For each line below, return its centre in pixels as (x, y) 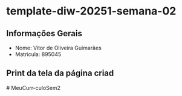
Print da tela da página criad (60, 73)
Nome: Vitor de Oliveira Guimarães (58, 48)
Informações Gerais (44, 34)
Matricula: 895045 (38, 54)
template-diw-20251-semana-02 (91, 11)
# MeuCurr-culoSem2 (34, 88)
